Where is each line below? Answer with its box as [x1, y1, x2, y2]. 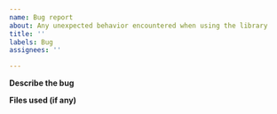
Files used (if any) [9, 95, 77, 106]
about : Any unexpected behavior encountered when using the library [9, 21, 268, 30]
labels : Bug [9, 37, 53, 47]
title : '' [9, 29, 46, 38]
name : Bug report [9, 12, 74, 22]
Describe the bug [9, 78, 75, 88]
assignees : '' [9, 46, 62, 55]
